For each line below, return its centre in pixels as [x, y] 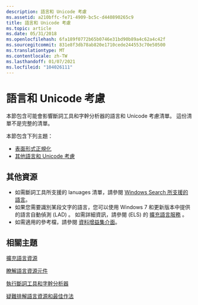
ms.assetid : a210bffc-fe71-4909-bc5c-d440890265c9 [70, 17]
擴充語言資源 [22, 258]
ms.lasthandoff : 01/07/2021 [41, 61]
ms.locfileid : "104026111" [39, 67]
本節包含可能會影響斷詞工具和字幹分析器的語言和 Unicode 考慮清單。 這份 [97, 116]
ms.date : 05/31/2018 [32, 34]
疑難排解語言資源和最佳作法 [40, 296]
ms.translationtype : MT [36, 51]
